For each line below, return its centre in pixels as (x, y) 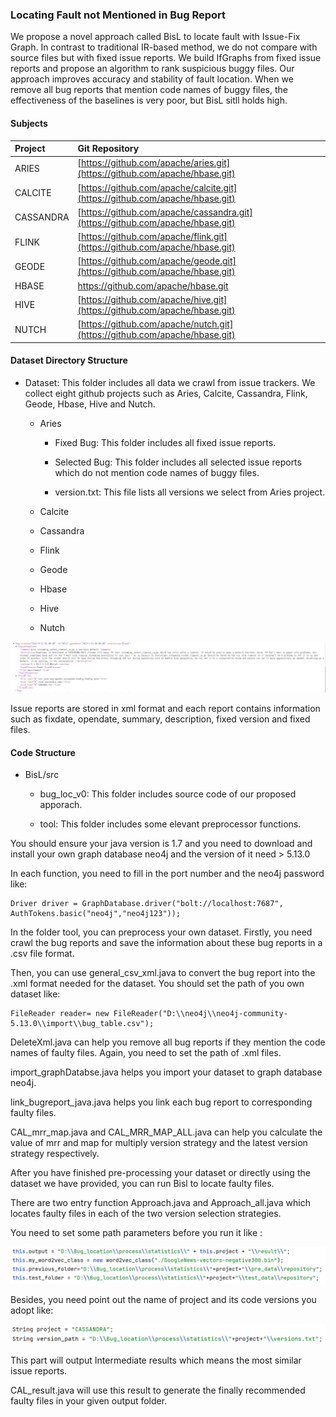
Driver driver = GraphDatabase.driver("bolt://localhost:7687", (147, 904)
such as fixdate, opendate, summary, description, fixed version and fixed (160, 719)
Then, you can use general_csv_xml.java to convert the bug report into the (163, 973)
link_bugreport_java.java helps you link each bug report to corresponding (161, 1102)
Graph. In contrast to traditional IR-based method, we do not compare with (164, 47)
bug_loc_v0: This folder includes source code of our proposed (168, 794)
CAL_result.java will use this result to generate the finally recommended (158, 1390)
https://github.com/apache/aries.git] (156, 163)
